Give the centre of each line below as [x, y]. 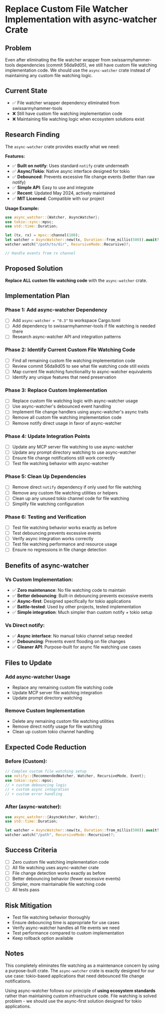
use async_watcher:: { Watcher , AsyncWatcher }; [52, 217]
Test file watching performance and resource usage [65, 544]
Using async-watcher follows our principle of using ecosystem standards [80, 990]
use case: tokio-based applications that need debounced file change [75, 976]
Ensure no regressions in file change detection [59, 550]
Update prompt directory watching [47, 698]
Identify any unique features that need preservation [64, 377]
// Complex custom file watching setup [46, 771]
